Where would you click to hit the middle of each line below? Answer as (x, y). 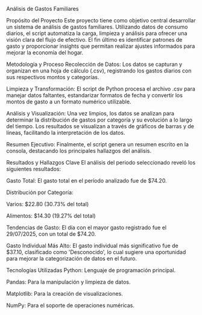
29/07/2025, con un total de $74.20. (51, 234)
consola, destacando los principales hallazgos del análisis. (79, 151)
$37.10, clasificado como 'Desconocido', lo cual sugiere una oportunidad (96, 252)
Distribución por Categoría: (40, 192)
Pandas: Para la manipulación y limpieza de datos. (68, 282)
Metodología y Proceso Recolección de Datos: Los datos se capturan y (94, 64)
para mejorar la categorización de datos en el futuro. (72, 258)
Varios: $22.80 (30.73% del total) (48, 204)
